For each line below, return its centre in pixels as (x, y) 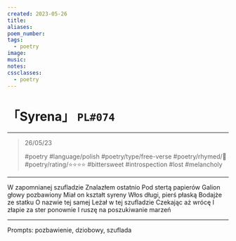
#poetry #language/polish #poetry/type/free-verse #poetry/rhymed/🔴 (125, 156)
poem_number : (26, 33)
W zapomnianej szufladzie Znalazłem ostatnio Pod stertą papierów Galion (114, 187)
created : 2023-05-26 (38, 14)
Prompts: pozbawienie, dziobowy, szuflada (70, 230)
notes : (17, 66)
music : (17, 60)
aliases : (20, 27)
